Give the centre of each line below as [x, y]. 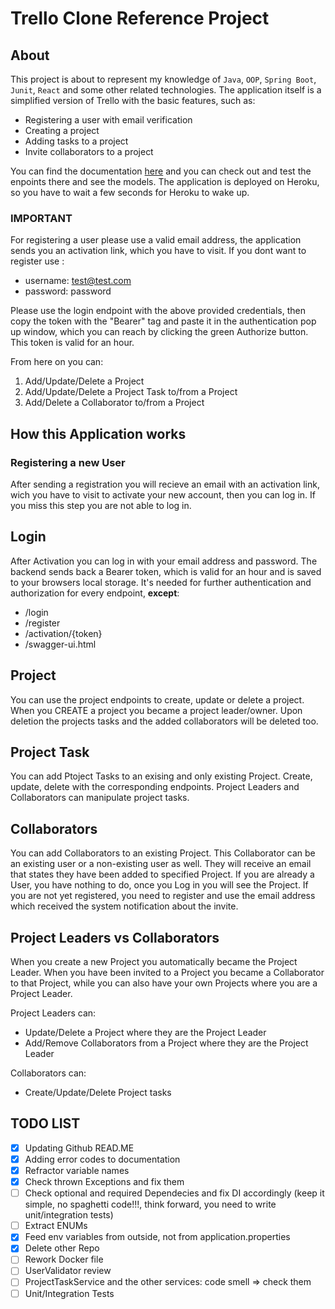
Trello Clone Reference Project [140, 18]
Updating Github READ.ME [79, 1148]
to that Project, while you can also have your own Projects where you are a [164, 983]
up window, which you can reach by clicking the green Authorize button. [159, 332]
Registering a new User [68, 462]
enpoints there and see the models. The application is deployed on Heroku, [165, 181]
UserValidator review [68, 1271]
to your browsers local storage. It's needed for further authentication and [161, 582]
